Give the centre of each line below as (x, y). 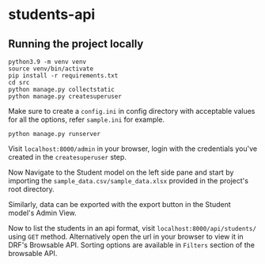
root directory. (32, 189)
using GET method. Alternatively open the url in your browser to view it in (126, 236)
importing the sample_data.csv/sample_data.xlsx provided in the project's (129, 181)
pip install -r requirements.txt (63, 76)
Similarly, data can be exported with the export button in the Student (119, 204)
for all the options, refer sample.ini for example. (86, 119)
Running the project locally (76, 44)
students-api (52, 15)
